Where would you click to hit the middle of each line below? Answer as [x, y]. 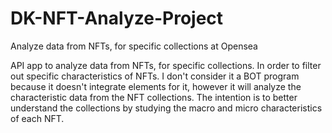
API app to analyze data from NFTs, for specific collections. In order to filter [166, 65]
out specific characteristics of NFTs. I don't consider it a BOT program [155, 76]
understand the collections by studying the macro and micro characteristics [166, 108]
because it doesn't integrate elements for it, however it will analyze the [156, 86]
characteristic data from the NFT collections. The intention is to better [154, 97]
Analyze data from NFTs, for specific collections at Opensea [134, 46]
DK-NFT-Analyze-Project [117, 18]
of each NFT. [37, 118]
